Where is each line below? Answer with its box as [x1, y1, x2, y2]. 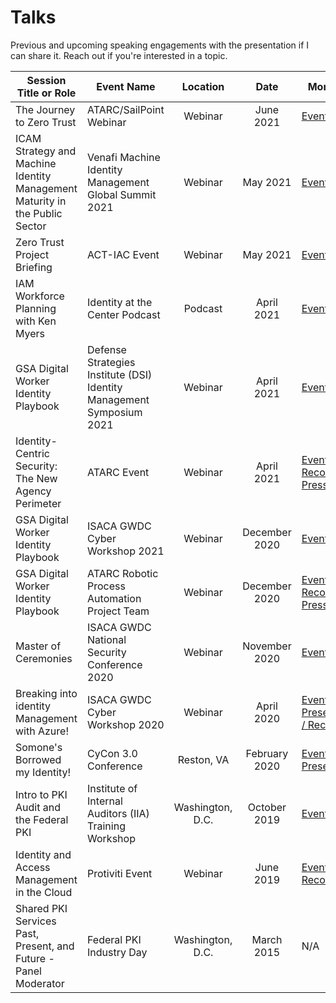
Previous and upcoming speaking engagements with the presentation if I [10, 39, 310, 51]
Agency [15, 484, 52, 498]
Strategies [87, 355, 136, 369]
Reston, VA [177, 752, 230, 766]
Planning [15, 301, 57, 315]
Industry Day [87, 945, 148, 959]
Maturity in [15, 194, 67, 208]
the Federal [15, 812, 69, 826]
